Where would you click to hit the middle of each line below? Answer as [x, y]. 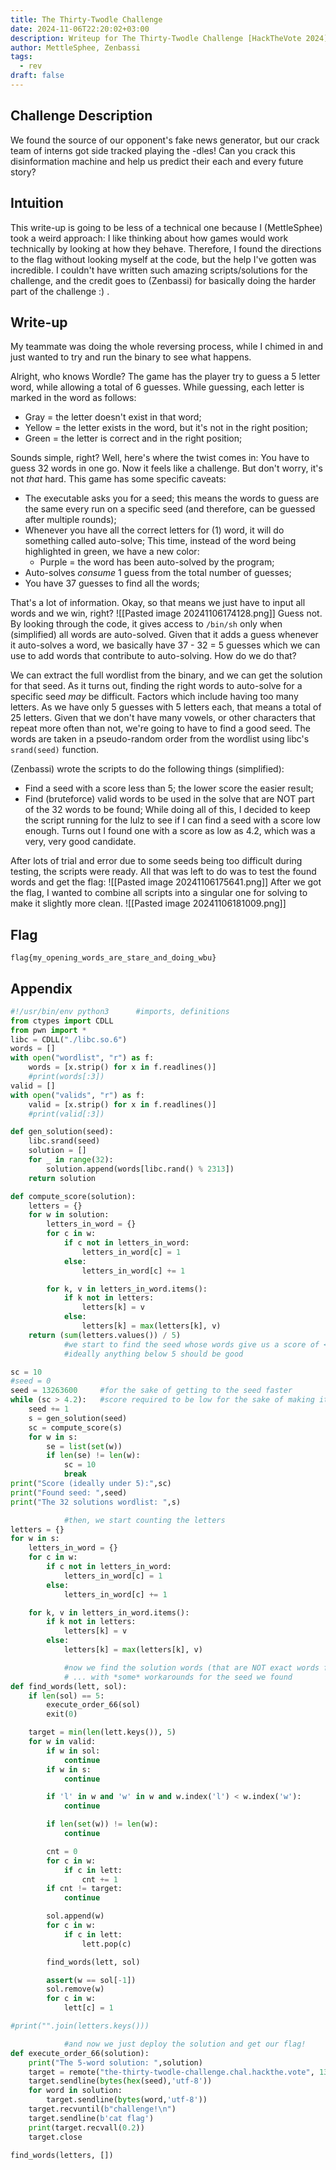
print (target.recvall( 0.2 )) [86, 2127]
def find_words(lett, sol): [69, 1686]
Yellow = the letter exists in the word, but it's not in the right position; [166, 428]
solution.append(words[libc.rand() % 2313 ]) [140, 1169]
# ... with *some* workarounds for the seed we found [178, 1677]
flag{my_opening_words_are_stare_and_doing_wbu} [113, 958]
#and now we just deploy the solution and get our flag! [185, 2044]
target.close [55, 2137]
